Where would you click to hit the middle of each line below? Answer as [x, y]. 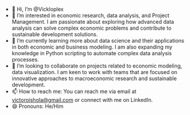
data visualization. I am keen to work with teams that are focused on [94, 72]
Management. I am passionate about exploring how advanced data [93, 22]
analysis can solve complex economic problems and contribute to [91, 28]
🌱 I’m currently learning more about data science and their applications [98, 41]
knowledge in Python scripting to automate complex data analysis [92, 53]
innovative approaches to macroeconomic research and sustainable [94, 78]
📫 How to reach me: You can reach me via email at [74, 91]
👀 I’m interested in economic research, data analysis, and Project [91, 15]
